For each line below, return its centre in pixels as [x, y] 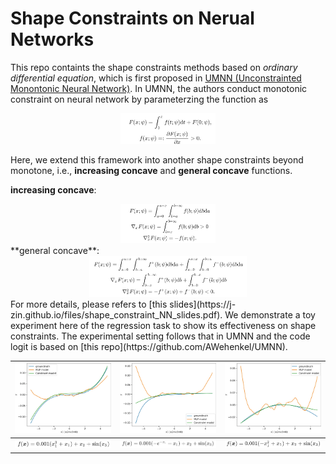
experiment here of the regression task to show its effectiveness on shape [163, 325]
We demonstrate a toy [270, 314]
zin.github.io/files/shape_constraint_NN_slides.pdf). [116, 314]
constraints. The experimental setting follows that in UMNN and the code [160, 336]
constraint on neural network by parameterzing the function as [139, 99]
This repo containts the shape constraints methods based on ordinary [154, 67]
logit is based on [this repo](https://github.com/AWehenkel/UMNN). [149, 346]
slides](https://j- [203, 304]
